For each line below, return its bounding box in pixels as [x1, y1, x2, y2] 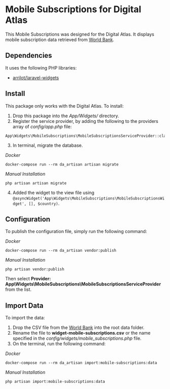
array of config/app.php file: [12, 123, 72, 129]
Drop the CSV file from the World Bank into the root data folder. [12, 325, 145, 331]
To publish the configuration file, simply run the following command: [5, 229, 147, 235]
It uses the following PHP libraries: [5, 64, 77, 71]
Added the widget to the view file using [12, 189, 95, 196]
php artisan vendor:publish [5, 267, 65, 272]
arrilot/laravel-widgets [12, 75, 59, 81]
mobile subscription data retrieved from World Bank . [5, 37, 115, 43]
